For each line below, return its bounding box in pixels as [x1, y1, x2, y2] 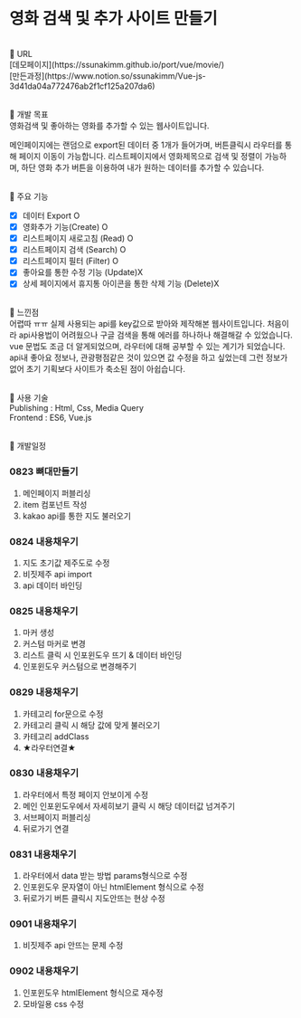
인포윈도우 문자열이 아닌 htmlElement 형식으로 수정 [22, 881, 205, 892]
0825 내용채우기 [9, 604, 79, 617]
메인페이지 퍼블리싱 [22, 488, 91, 499]
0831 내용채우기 [9, 848, 77, 861]
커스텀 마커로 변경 [22, 639, 86, 650]
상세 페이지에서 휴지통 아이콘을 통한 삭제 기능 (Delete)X [22, 278, 220, 290]
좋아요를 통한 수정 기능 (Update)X [22, 267, 144, 278]
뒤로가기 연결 [22, 823, 70, 833]
